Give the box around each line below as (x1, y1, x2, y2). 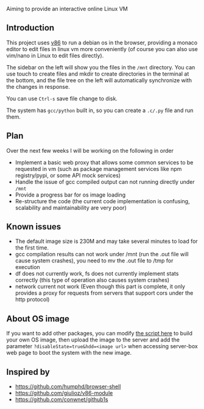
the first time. (15, 244, 49, 251)
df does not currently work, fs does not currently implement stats (15, 270, 179, 278)
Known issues (6, 222, 62, 232)
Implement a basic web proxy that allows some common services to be (15, 158, 194, 166)
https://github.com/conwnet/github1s (15, 396, 108, 404)
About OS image (6, 313, 70, 324)
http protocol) (15, 296, 50, 303)
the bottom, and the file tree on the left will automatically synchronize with (6, 76, 192, 84)
